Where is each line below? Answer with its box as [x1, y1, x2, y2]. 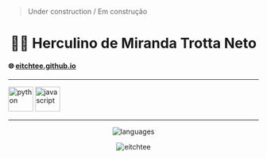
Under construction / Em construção [27, 7, 148, 16]
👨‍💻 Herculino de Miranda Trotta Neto [10, 35, 257, 52]
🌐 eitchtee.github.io [8, 61, 77, 70]
